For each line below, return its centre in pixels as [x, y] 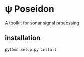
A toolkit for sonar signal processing [42, 23]
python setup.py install [31, 49]
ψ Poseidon [30, 9]
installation [23, 38]
